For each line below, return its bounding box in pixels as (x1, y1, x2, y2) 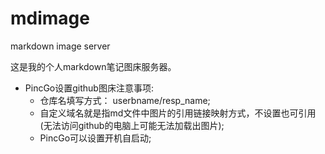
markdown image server (10, 40, 111, 52)
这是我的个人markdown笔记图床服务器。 (10, 60, 177, 72)
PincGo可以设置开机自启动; (39, 132, 152, 144)
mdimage (10, 7, 90, 30)
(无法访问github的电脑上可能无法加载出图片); (39, 119, 225, 131)
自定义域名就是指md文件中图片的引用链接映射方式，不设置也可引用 (39, 107, 317, 119)
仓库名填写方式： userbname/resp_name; (39, 94, 211, 106)
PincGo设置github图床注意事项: (24, 82, 154, 94)
